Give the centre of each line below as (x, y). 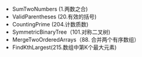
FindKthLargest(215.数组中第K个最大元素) (64, 47)
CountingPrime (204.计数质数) (50, 24)
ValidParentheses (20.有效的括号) (54, 17)
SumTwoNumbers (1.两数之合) (50, 9)
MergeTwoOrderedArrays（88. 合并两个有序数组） (76, 40)
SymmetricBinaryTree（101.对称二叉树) (61, 32)
